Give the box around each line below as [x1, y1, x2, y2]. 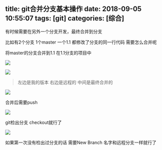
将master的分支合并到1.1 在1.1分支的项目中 [5, 50, 92, 56]
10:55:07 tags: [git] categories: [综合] [5, 14, 124, 23]
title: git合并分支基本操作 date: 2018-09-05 [5, 5, 142, 14]
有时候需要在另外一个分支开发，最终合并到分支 [5, 28, 102, 34]
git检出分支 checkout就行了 [5, 119, 62, 125]
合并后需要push [5, 99, 38, 105]
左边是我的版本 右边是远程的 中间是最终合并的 [17, 79, 113, 85]
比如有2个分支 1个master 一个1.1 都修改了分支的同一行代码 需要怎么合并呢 [5, 39, 157, 45]
